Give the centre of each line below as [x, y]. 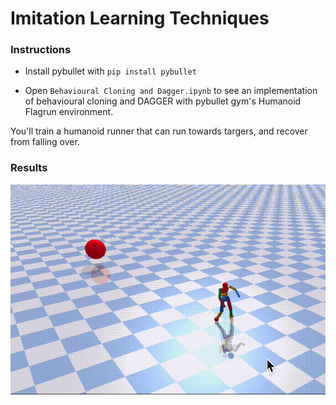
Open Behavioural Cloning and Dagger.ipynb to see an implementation [171, 91]
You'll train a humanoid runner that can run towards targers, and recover [159, 131]
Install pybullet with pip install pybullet [110, 71]
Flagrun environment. [69, 112]
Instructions [41, 50]
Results [29, 168]
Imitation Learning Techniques [140, 18]
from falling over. [45, 142]
